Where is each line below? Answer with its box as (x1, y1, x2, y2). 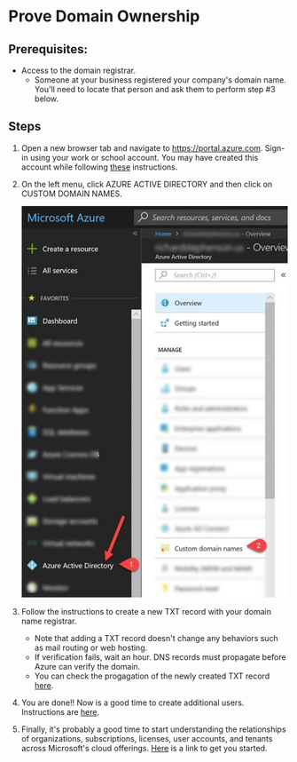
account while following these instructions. (20, 162, 178, 172)
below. (34, 93, 59, 104)
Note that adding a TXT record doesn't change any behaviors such (34, 632, 278, 643)
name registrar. (20, 615, 77, 626)
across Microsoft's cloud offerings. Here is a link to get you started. (20, 742, 268, 753)
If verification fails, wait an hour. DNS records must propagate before (34, 651, 286, 663)
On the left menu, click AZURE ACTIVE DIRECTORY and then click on (20, 179, 273, 189)
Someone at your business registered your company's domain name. (34, 75, 287, 85)
